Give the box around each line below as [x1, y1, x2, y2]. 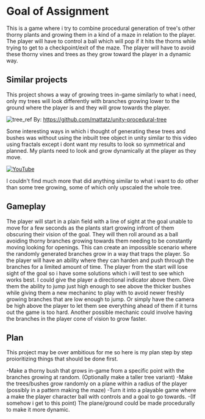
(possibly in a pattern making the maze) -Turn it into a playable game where [6, 387, 196, 394]
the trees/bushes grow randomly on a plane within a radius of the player [6, 380, 187, 387]
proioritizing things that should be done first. [6, 355, 118, 363]
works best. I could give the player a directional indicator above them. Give [6, 276, 194, 283]
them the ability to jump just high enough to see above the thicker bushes [6, 282, 191, 290]
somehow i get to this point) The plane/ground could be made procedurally [6, 399, 195, 407]
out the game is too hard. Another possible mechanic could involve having [6, 308, 193, 316]
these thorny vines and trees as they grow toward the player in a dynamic [6, 50, 191, 57]
